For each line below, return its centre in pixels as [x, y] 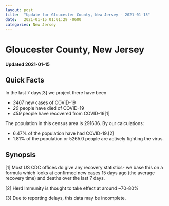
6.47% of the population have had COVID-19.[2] [63, 133]
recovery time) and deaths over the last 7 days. [55, 178]
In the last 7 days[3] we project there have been [56, 92]
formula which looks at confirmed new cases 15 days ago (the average [80, 173]
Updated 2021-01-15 [27, 64]
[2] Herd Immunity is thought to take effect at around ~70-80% [72, 188]
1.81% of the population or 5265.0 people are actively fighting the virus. [88, 138]
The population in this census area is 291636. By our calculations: [75, 123]
